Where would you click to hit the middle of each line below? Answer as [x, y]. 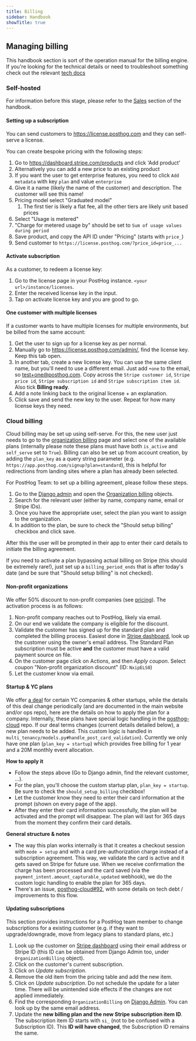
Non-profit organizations [37, 586]
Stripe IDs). [28, 506]
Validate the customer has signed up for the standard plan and [90, 630]
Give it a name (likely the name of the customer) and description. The [98, 187]
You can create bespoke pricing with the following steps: [75, 151]
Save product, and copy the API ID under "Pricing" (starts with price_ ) [99, 236]
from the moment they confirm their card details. [73, 822]
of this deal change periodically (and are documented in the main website [95, 706]
